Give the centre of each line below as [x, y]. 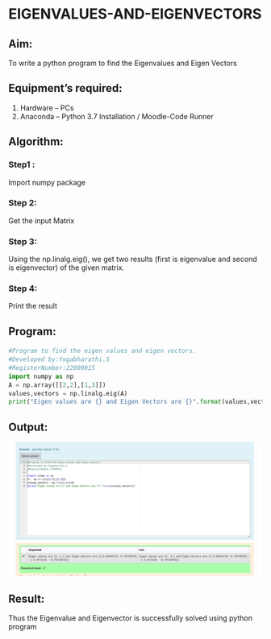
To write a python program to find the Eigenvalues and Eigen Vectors [123, 63]
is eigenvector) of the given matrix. [67, 268]
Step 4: [23, 288]
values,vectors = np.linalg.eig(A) [68, 393]
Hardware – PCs [47, 108]
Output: [28, 427]
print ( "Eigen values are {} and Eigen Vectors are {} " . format [115, 402]
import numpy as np [41, 376]
